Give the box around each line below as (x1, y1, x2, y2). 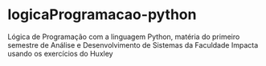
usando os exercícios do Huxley (7, 49, 113, 58)
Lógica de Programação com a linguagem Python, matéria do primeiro (7, 32, 240, 41)
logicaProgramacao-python (7, 6, 197, 24)
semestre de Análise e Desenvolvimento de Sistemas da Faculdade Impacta (7, 40, 259, 49)
